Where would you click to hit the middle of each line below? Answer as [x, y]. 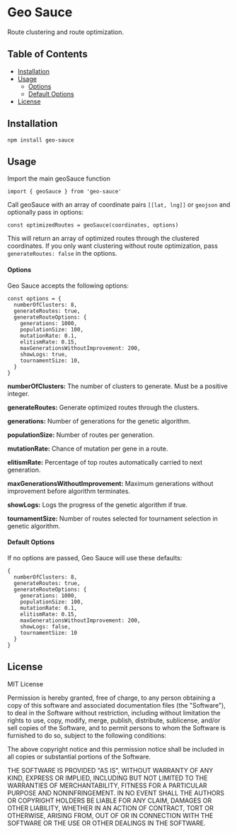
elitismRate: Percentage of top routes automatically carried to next [105, 462]
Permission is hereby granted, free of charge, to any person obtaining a [111, 698]
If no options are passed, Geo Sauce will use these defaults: [95, 557]
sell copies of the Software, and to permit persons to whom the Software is [117, 727]
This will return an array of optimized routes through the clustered [103, 239]
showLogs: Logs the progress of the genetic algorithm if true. [97, 504]
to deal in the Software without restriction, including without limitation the [114, 713]
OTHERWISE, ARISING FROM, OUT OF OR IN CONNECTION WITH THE [110, 815]
